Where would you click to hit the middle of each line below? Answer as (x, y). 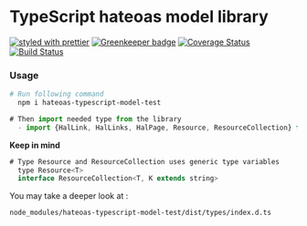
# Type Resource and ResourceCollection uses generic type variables (145, 161)
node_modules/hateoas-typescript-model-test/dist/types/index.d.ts (141, 213)
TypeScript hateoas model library (139, 17)
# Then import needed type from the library (95, 119)
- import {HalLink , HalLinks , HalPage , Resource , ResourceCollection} (155, 128)
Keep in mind (35, 145)
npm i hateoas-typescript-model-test (90, 103)
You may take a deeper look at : (69, 196)
